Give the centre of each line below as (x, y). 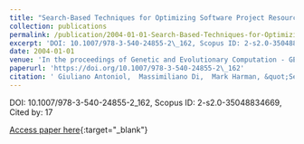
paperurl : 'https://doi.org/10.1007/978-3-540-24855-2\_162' (127, 69)
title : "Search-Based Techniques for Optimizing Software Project (137, 18)
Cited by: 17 (31, 112)
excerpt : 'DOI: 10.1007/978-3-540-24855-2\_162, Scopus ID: (125, 43)
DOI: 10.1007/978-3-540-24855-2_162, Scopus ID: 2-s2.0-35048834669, (146, 102)
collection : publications (58, 26)
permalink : (30, 34)
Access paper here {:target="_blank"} (79, 130)
